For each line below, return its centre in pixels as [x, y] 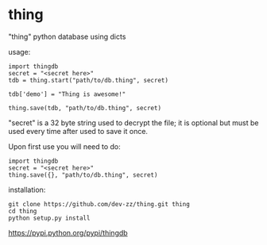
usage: [19, 52]
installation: [27, 189]
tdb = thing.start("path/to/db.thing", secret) [89, 80]
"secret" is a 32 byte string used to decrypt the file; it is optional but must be [133, 122]
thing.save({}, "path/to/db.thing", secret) [83, 175]
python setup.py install [49, 218]
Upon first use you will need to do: [64, 146]
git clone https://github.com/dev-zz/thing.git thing [99, 204]
